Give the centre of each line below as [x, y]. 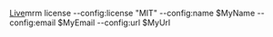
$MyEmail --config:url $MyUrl [114, 23]
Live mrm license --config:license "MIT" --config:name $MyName [132, 13]
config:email [33, 23]
